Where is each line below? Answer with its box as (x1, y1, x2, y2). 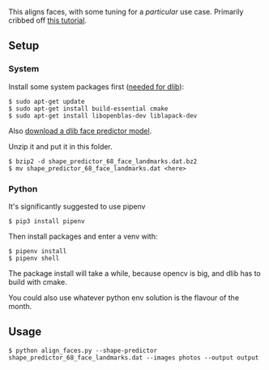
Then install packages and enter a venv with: (8, 231, 158, 241)
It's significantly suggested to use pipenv (8, 201, 146, 211)
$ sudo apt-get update (8, 97, 85, 105)
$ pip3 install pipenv (8, 217, 85, 226)
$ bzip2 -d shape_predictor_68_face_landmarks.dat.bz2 (8, 157, 198, 166)
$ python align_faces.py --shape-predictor (8, 346, 158, 355)
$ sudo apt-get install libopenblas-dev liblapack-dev (8, 111, 198, 120)
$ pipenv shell (8, 254, 60, 262)
